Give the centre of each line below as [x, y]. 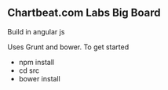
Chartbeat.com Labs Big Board [84, 13]
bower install [39, 78]
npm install [37, 62]
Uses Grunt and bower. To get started [68, 47]
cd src [29, 70]
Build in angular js [36, 31]
